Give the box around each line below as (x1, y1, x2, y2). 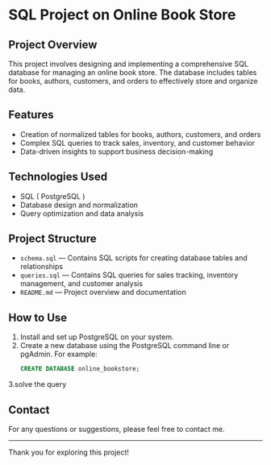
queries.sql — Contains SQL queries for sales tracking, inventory (19, 270, 239, 280)
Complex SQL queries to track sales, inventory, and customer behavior (19, 138, 256, 147)
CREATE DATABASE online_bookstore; (19, 365, 140, 373)
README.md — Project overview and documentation (19, 288, 187, 297)
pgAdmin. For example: (19, 349, 98, 359)
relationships (19, 262, 63, 272)
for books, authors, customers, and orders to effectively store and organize (8, 77, 258, 85)
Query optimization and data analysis (19, 208, 144, 218)
